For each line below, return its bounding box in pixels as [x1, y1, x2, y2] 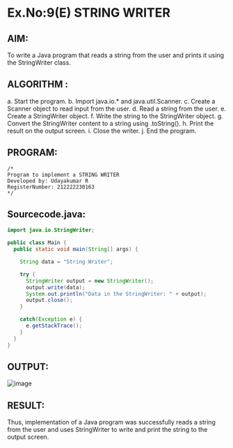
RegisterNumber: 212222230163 [7, 183, 95, 191]
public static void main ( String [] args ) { [13, 246, 138, 253]
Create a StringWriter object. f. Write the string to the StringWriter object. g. [7, 111, 224, 120]
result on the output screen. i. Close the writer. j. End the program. [7, 127, 197, 135]
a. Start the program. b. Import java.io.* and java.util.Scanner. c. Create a [7, 97, 216, 105]
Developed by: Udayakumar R [7, 177, 89, 184]
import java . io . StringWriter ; [7, 227, 95, 234]
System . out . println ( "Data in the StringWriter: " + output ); [25, 290, 207, 297]
